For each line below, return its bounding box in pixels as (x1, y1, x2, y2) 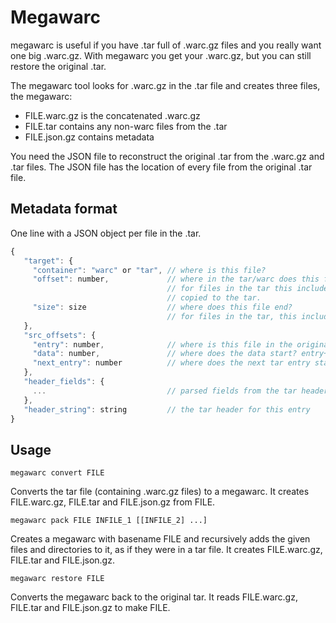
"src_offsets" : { (23, 330, 97, 340)
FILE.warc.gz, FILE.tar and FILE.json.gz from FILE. (10, 496, 216, 508)
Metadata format (10, 201, 118, 218)
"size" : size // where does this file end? (32, 302, 293, 312)
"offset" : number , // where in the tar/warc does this (32, 274, 320, 285)
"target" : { (23, 256, 74, 266)
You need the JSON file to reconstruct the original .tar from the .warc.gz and (10, 150, 325, 162)
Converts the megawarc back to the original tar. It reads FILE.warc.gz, (10, 591, 298, 603)
